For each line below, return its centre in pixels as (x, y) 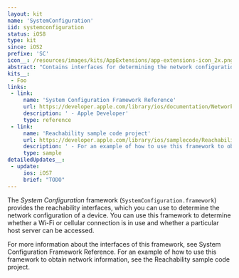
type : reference (47, 120)
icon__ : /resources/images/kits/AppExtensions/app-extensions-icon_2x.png (121, 61)
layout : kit (25, 14)
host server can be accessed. (51, 230)
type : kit (22, 41)
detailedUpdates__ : (36, 160)
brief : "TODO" (44, 180)
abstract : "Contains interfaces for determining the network (100, 67)
